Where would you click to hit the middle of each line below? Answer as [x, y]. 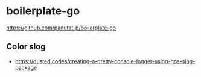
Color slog [26, 47]
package [26, 67]
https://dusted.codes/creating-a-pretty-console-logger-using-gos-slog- [105, 61]
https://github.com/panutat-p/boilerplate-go [61, 28]
